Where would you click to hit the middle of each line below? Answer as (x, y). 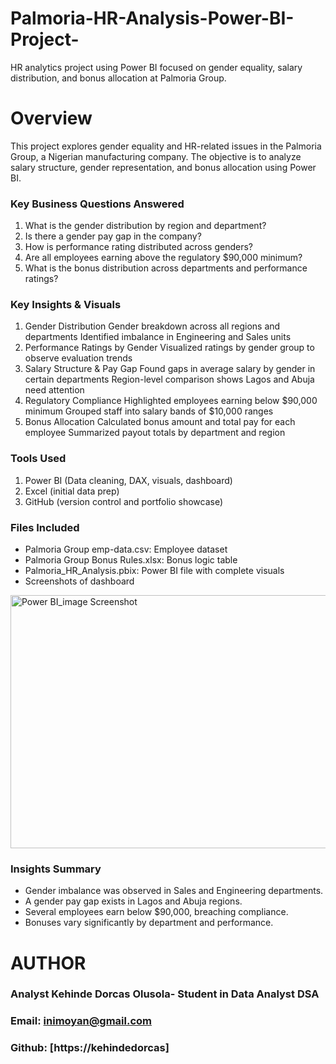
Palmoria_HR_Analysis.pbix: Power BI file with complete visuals (154, 571)
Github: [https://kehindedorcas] (90, 1048)
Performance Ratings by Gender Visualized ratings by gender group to (169, 348)
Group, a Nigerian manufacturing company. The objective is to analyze (156, 156)
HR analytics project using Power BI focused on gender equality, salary (156, 67)
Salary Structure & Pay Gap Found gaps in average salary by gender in (170, 369)
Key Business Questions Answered (97, 204)
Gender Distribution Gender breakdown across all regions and (152, 326)
